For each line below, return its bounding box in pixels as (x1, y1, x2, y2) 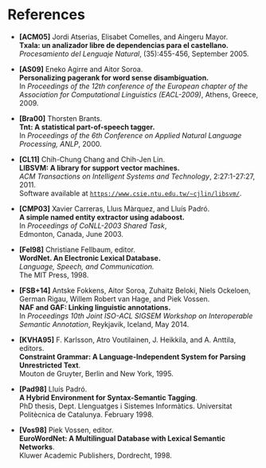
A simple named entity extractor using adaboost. (18, 212, 185, 222)
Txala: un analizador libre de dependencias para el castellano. (18, 40, 229, 49)
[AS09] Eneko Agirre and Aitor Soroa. (18, 64, 143, 73)
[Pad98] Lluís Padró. (18, 384, 88, 394)
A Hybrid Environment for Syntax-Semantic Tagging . (18, 392, 198, 402)
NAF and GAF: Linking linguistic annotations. (18, 302, 171, 312)
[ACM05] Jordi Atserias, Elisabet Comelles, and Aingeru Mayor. (18, 32, 229, 41)
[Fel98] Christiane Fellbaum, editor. (18, 245, 136, 254)
